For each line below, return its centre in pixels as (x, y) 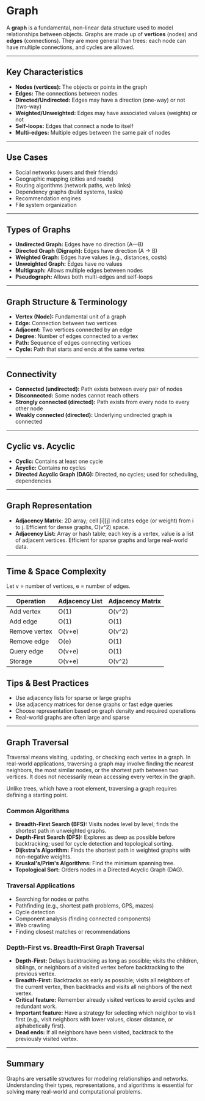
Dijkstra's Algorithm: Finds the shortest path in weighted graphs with (103, 850)
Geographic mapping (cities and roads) (64, 179)
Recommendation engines (48, 198)
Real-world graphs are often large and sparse (72, 718)
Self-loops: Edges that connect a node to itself (74, 126)
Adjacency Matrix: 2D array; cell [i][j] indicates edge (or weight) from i (104, 520)
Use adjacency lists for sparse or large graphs (73, 698)
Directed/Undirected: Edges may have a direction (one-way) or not (100, 100)
